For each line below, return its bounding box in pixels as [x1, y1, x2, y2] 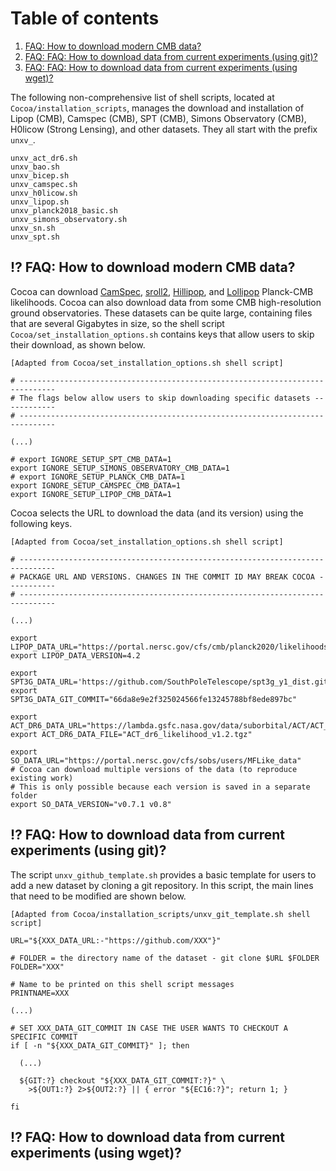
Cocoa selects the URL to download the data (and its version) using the [10, 507, 304, 519]
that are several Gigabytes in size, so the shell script [10, 317, 225, 329]
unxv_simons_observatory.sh [10, 214, 128, 224]
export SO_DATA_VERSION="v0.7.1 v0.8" [10, 799, 172, 809]
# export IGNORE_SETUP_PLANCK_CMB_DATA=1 [10, 472, 186, 482]
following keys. [10, 517, 73, 529]
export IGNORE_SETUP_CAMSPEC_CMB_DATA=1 [10, 480, 182, 491]
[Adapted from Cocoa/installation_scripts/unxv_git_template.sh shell [10, 909, 311, 919]
